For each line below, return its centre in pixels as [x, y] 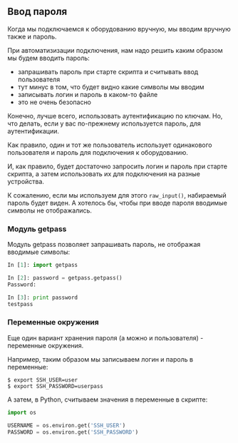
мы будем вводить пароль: [49, 58]
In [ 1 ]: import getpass [43, 265]
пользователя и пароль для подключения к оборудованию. [98, 152]
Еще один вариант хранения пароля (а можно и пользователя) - [105, 337]
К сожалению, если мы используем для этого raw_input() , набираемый [117, 195]
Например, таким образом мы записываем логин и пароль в [100, 359]
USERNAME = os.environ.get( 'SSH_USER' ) [67, 425]
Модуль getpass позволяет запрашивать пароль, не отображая [104, 245]
